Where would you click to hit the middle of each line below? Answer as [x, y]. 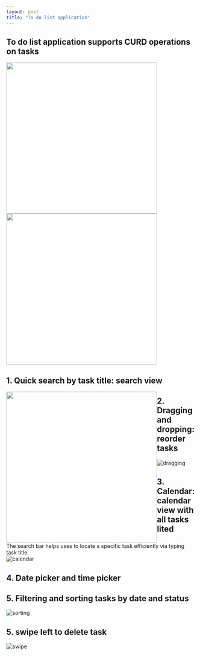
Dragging [175, 410]
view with [175, 510]
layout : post [23, 12]
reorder [171, 439]
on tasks [23, 51]
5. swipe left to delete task [57, 632]
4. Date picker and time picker [64, 578]
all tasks [173, 519]
